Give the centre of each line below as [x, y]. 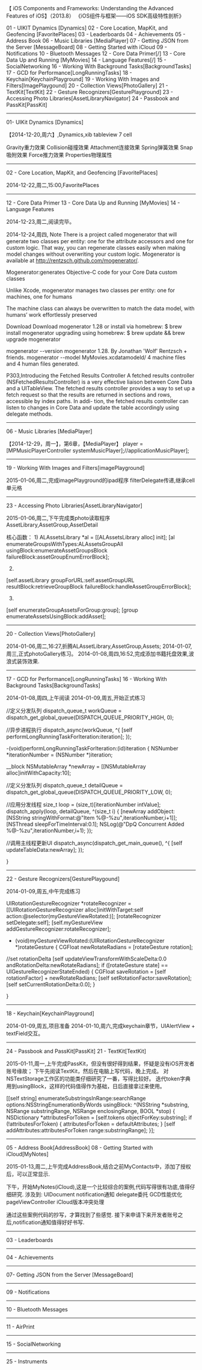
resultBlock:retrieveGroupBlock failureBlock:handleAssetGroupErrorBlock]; [99, 587]
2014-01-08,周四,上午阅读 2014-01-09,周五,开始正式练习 [76, 698]
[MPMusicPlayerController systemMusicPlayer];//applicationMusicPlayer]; [98, 450]
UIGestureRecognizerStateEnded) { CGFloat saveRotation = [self [86, 972]
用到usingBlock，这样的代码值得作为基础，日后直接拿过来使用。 [86, 1086]
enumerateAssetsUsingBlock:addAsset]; [56, 616]
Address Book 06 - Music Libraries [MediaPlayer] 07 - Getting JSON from [97, 41]
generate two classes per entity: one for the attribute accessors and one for [100, 241]
